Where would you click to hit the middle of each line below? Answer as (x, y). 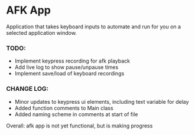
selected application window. (41, 32)
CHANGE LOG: (27, 89)
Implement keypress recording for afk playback (72, 61)
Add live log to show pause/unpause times (66, 67)
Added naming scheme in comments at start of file (76, 114)
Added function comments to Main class (64, 108)
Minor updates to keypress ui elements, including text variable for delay (102, 101)
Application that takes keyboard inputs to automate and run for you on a (94, 27)
